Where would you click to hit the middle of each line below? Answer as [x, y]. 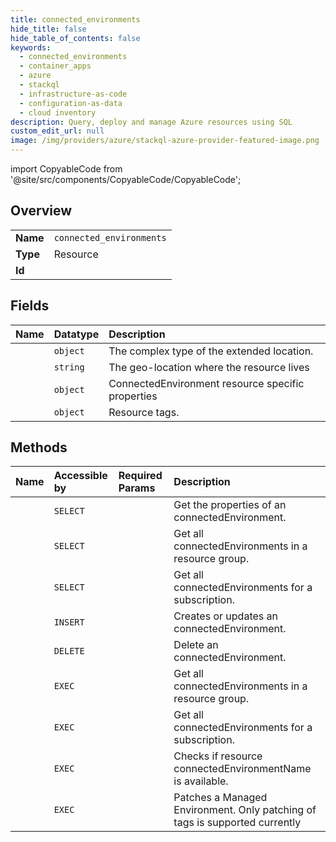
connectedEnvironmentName [242, 769]
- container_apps [55, 66]
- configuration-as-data [71, 103]
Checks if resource [218, 756]
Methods [39, 447]
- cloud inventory [58, 112]
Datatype [76, 334]
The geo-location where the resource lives [209, 367]
